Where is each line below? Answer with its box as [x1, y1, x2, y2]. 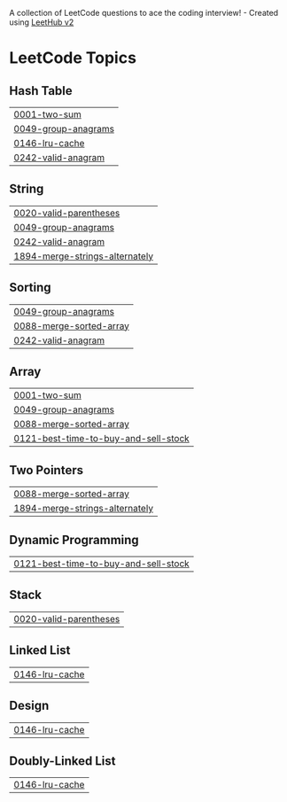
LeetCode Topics [9, 48, 137, 68]
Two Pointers [9, 463, 84, 478]
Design [9, 698, 50, 713]
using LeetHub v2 [9, 17, 74, 27]
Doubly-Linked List [9, 753, 116, 768]
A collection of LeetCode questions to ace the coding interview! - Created [9, 8, 279, 18]
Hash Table [9, 83, 73, 98]
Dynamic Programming [9, 532, 139, 548]
